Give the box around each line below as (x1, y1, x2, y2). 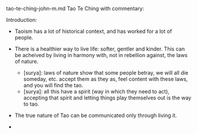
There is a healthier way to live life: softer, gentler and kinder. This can (14, 45, 185, 52)
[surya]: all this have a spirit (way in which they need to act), (23, 88, 169, 95)
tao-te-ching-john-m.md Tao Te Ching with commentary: (6, 5, 145, 12)
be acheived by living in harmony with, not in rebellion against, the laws (14, 52, 188, 58)
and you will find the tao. (23, 82, 84, 89)
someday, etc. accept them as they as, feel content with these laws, (23, 76, 188, 82)
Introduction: (6, 16, 37, 23)
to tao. (23, 101, 39, 108)
